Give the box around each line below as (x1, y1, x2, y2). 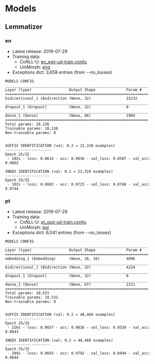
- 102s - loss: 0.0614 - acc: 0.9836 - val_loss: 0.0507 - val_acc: (7, 156, 151, 161)
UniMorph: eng (19, 64, 51, 70)
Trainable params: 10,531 (5, 295, 58, 300)
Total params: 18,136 (5, 121, 50, 127)
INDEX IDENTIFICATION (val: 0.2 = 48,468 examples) (5, 338, 113, 343)
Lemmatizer (5, 23, 43, 31)
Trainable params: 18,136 (5, 126, 58, 131)
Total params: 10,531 (5, 291, 50, 296)
